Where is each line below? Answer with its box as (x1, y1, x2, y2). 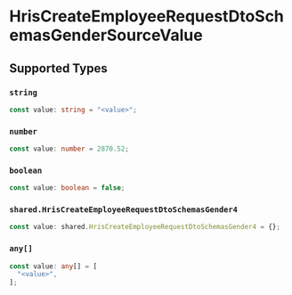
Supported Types (9, 61, 109, 76)
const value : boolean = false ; (9, 184, 126, 193)
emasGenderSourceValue (9, 25, 203, 45)
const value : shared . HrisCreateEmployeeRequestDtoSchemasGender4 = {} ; (9, 223, 280, 232)
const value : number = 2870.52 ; (9, 144, 129, 153)
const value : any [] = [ (9, 261, 98, 271)
